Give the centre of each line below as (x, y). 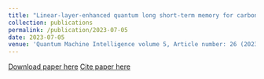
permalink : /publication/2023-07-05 (68, 30)
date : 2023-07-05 (37, 37)
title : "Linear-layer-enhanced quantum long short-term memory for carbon (133, 15)
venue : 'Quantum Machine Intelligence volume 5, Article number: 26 (123, 45)
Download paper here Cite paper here (70, 66)
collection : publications (50, 23)
